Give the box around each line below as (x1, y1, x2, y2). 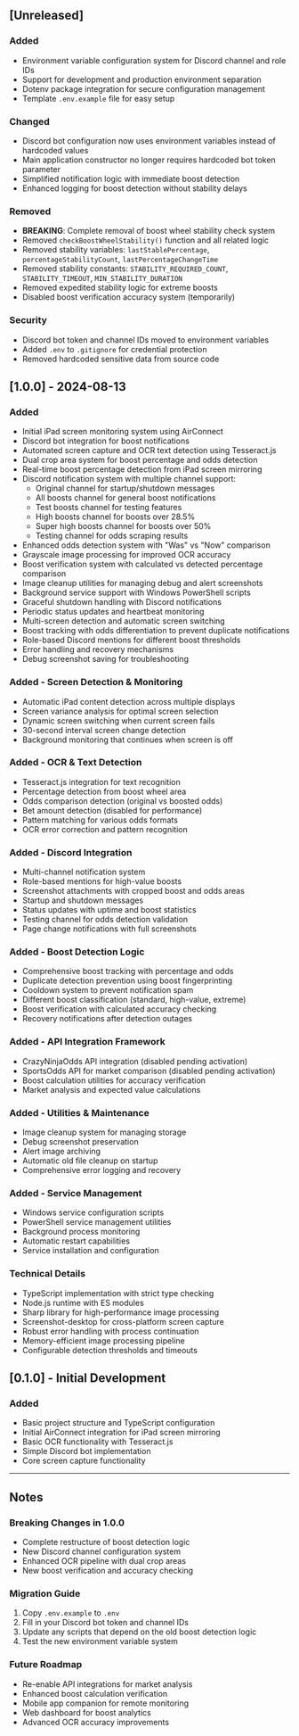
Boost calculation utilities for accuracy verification (21, 1075, 206, 1086)
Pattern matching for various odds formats (21, 814, 178, 825)
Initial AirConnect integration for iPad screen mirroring (21, 1427, 221, 1438)
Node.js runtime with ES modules (21, 1297, 144, 1308)
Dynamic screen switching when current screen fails (21, 715, 215, 726)
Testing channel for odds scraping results (35, 531, 189, 541)
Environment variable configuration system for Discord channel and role (21, 54, 287, 66)
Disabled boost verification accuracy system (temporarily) (21, 292, 236, 302)
